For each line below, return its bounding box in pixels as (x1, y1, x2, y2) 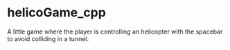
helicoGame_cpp (7, 5, 106, 21)
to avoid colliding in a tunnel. (7, 34, 89, 42)
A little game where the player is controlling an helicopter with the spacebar (7, 27, 223, 36)
